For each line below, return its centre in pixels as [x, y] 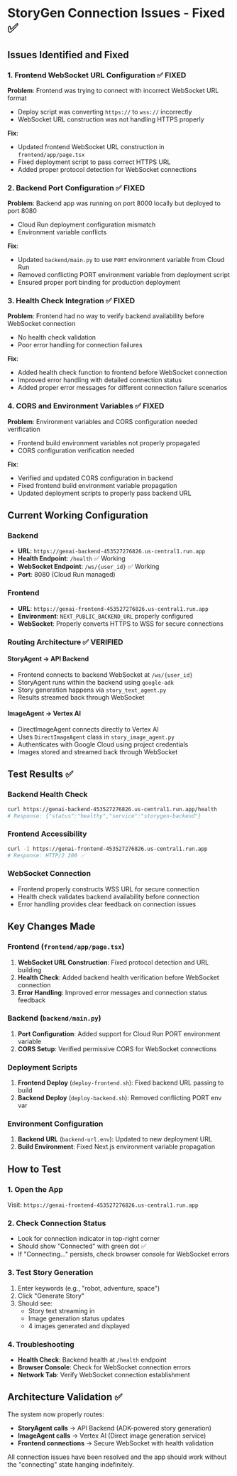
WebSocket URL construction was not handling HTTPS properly [111, 119]
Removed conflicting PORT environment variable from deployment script [124, 275]
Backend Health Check [48, 795]
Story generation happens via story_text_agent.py [92, 690]
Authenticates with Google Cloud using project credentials [103, 744]
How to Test [34, 1169]
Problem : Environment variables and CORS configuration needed [103, 421]
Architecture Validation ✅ [65, 1397]
